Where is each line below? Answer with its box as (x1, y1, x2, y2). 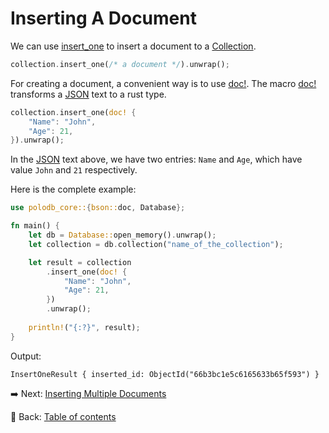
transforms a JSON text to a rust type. (10, 88, 167, 100)
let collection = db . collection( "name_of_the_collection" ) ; (28, 239, 284, 249)
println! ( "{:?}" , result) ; (28, 322, 141, 332)
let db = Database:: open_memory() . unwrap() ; (28, 230, 217, 241)
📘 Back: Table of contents (10, 410, 117, 422)
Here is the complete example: (10, 183, 137, 196)
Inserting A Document (10, 7, 197, 30)
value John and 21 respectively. (10, 164, 138, 176)
